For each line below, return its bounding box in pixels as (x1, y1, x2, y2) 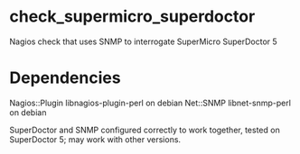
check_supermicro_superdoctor (9, 6, 256, 27)
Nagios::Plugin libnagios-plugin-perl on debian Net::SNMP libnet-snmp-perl (9, 97, 292, 108)
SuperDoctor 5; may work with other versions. (9, 133, 182, 145)
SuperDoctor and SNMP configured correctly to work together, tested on (9, 124, 280, 135)
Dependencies (9, 68, 121, 88)
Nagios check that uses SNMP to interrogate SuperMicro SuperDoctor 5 (9, 36, 277, 47)
